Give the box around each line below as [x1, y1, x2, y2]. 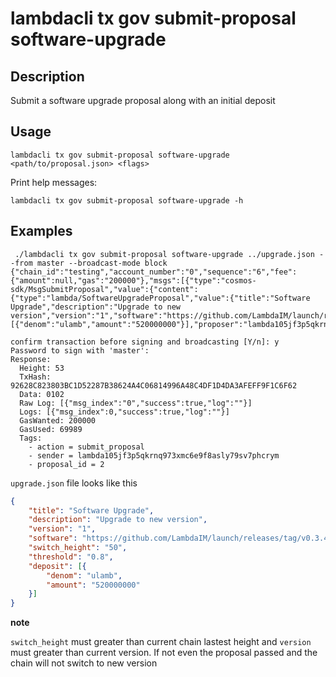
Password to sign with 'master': [10, 345, 150, 356]
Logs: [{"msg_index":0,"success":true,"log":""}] [19, 407, 230, 417]
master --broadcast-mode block [36, 258, 168, 268]
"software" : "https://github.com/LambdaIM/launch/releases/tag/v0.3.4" [28, 533, 333, 544]
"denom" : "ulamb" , [46, 570, 123, 581]
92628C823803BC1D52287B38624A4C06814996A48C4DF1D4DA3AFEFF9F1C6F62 [10, 380, 298, 391]
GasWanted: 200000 [19, 415, 97, 426]
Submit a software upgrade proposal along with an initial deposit [10, 95, 276, 106]
